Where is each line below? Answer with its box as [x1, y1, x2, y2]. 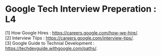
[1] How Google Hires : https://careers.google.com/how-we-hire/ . [5, 30, 139, 36]
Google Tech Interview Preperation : [5, 3, 157, 15]
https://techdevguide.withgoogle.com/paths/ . [5, 45, 98, 51]
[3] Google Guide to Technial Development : [5, 40, 95, 46]
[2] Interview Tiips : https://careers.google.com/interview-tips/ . [5, 35, 134, 41]
